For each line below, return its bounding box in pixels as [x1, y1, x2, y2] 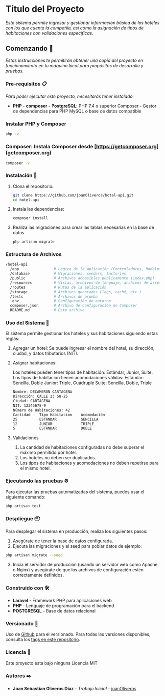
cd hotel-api [12, 197, 40, 202]
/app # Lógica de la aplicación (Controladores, [10, 267, 144, 272]
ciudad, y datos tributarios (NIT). [12, 350, 79, 357]
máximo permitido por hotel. [20, 449, 77, 455]
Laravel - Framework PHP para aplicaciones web [12, 597, 112, 603]
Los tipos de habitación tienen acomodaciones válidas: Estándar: [12, 375, 144, 381]
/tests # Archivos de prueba [10, 294, 98, 299]
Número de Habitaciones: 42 [12, 408, 70, 413]
